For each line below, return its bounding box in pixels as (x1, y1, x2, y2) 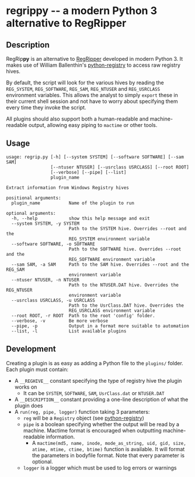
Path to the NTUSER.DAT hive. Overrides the (68, 282, 179, 288)
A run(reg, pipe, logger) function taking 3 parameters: (14, 408, 150, 415)
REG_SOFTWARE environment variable (68, 256, 156, 262)
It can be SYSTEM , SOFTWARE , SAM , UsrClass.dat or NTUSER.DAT (23, 389, 165, 396)
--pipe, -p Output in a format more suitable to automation (11, 323, 190, 329)
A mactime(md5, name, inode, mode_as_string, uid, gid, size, (32, 439, 187, 446)
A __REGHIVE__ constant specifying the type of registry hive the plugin (14, 377, 182, 384)
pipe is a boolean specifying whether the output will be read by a (23, 420, 180, 428)
